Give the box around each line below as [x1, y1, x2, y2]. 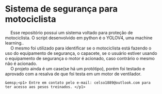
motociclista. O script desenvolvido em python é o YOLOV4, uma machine [5, 35, 153, 41]
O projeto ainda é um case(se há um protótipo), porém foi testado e [10, 65, 146, 71]
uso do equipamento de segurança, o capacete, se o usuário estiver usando [5, 50, 158, 56]
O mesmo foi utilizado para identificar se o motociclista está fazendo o [10, 45, 152, 51]
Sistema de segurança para [5, 3, 118, 15]
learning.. [5, 40, 24, 46]
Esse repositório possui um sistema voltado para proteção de [10, 30, 133, 35]
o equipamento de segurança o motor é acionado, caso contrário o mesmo [5, 55, 155, 61]
